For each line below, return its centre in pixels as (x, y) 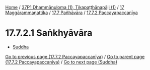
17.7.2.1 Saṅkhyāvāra (49, 33)
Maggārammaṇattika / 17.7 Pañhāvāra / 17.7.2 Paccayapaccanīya (72, 13)
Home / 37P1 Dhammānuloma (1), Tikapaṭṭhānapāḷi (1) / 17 (65, 7)
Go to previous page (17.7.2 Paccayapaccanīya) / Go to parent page (75, 56)
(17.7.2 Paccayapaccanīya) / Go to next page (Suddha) (61, 62)
